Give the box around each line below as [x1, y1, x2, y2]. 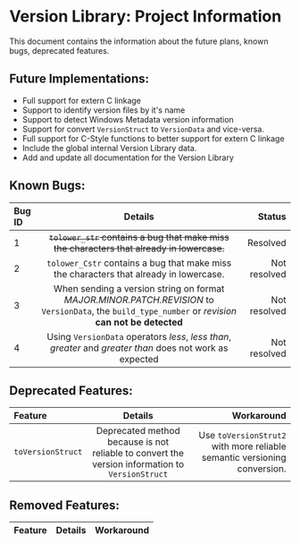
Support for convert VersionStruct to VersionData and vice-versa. [21, 123, 265, 134]
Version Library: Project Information [9, 6, 282, 27]
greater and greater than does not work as [50, 342, 229, 354]
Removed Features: [9, 497, 121, 513]
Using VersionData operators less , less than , [46, 330, 232, 343]
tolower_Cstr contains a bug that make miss [46, 257, 232, 269]
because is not [106, 436, 170, 448]
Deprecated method [96, 425, 180, 437]
